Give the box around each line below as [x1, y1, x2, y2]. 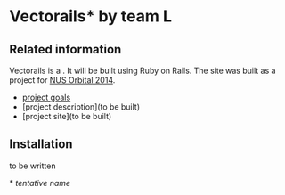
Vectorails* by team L [9, 6, 172, 27]
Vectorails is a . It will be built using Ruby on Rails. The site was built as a [9, 65, 276, 76]
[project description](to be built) [21, 102, 141, 112]
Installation [9, 136, 73, 152]
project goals [21, 92, 71, 102]
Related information [9, 42, 122, 57]
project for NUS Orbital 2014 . [9, 75, 116, 85]
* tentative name [9, 177, 71, 188]
